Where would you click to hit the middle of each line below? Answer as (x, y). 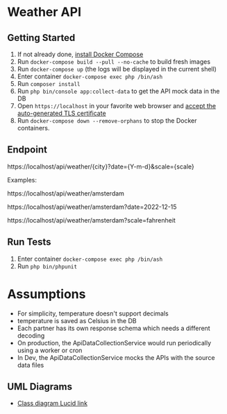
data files (31, 365)
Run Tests (29, 242)
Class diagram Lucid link (52, 404)
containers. (33, 128)
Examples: (22, 180)
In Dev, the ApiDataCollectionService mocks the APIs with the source (116, 357)
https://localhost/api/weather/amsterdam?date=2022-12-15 (92, 207)
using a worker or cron (50, 350)
